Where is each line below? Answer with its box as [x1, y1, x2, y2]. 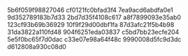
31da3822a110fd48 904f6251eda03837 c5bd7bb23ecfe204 [7, 28, 180, 36]
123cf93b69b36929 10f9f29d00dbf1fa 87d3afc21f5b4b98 [7, 21, 175, 28]
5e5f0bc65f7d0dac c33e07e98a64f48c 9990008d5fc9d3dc [7, 35, 182, 44]
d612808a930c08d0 [7, 43, 66, 50]
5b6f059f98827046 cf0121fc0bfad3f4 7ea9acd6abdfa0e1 [7, 6, 173, 14]
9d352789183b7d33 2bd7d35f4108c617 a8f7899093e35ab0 [7, 13, 182, 21]
